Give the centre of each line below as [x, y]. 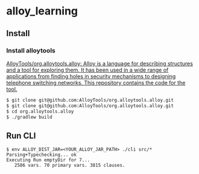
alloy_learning [42, 11]
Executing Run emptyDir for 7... [48, 160]
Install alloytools [31, 51]
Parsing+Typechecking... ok [42, 155]
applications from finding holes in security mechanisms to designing [91, 76]
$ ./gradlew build [29, 117]
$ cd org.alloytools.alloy [40, 111]
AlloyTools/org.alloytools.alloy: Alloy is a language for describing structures [99, 63]
